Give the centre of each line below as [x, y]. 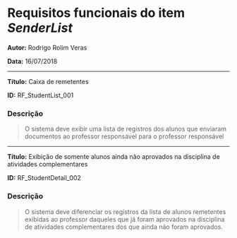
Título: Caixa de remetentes [48, 81]
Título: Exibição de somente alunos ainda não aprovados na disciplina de [114, 157]
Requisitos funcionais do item [96, 13]
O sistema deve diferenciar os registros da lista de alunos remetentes [125, 212]
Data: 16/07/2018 [32, 61]
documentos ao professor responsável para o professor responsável [124, 136]
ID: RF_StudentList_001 [41, 95]
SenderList [40, 28]
